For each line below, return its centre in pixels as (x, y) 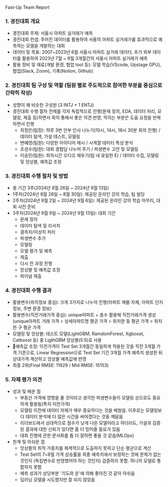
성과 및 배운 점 (27, 391)
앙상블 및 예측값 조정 (40, 270)
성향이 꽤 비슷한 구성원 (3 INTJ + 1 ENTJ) (53, 105)
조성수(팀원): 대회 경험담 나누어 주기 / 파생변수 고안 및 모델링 (79, 149)
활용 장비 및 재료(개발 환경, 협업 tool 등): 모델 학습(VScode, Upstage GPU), (87, 65)
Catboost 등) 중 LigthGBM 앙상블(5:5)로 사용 (57, 340)
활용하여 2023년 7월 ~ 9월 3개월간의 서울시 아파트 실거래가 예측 (85, 58)
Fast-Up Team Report (28, 7)
